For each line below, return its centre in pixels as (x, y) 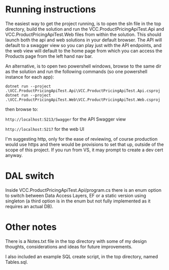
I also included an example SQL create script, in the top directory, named (82, 256)
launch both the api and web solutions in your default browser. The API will (83, 40)
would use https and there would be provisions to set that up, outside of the (84, 144)
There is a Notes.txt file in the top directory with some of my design (76, 241)
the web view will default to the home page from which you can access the (84, 51)
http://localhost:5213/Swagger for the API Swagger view (66, 119)
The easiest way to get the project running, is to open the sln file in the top (83, 24)
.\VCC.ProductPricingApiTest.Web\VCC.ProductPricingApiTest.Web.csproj (83, 100)
